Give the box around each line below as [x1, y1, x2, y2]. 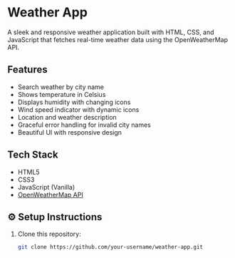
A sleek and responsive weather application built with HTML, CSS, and [7, 28, 215, 36]
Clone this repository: [17, 229, 81, 239]
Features [7, 63, 48, 76]
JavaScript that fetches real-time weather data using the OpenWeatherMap [7, 35, 229, 43]
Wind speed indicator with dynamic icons [17, 105, 140, 114]
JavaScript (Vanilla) [17, 182, 75, 191]
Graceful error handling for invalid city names [17, 120, 151, 129]
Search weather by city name [17, 83, 105, 91]
